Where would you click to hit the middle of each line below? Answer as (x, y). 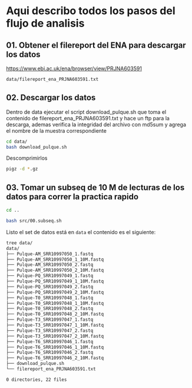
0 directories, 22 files (37, 379)
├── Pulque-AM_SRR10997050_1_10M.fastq (55, 259)
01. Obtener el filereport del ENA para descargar (96, 45)
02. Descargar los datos (51, 98)
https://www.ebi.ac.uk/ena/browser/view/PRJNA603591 (74, 68)
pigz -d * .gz (22, 169)
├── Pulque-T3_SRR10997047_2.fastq (50, 331)
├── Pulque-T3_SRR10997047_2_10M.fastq (55, 336)
